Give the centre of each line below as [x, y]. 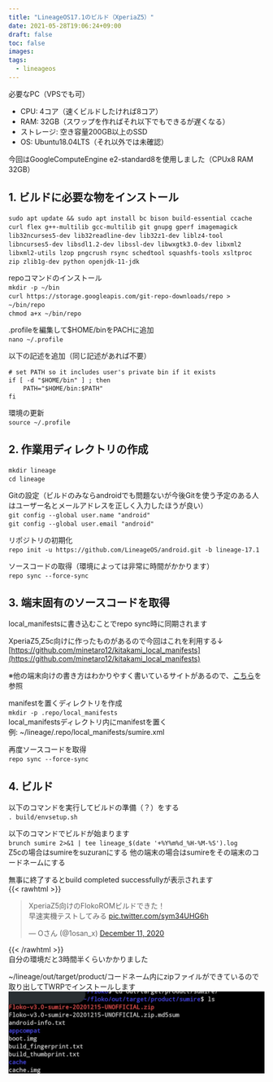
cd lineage [27, 479]
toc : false [27, 43]
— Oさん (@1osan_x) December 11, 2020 [96, 934]
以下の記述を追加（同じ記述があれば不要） [80, 355]
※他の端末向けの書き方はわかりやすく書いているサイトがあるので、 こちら [131, 675]
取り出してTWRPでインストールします [72, 987]
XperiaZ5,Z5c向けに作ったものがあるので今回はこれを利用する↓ [116, 641]
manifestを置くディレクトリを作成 [65, 703]
